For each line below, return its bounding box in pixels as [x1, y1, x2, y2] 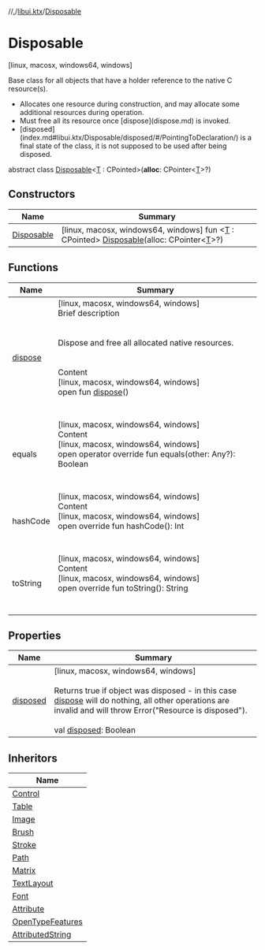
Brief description [58, 307, 120, 319]
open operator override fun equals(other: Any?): [58, 449, 236, 460]
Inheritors [8, 751, 58, 765]
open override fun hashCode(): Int [58, 520, 185, 531]
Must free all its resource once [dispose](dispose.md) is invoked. [19, 116, 231, 125]
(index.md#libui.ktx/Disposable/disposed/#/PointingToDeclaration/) [19, 132, 239, 142]
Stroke [12, 840, 37, 851]
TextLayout [12, 878, 54, 889]
